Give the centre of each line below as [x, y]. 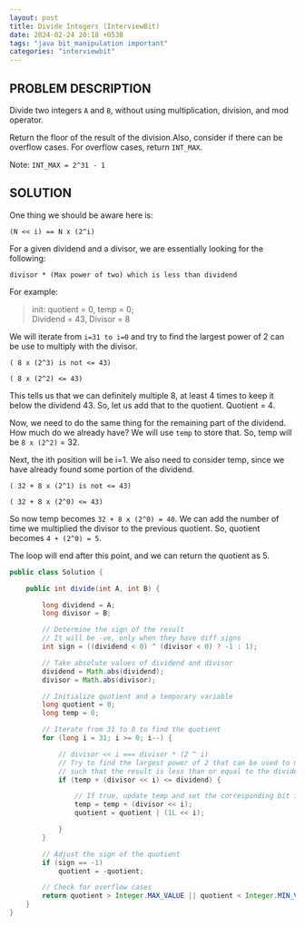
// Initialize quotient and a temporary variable [138, 696]
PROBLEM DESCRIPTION [80, 89]
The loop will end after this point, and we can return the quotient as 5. [139, 556]
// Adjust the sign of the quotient [111, 854]
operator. [26, 120]
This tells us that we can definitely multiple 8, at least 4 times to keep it [142, 395]
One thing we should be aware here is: [82, 215]
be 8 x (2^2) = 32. [44, 442]
